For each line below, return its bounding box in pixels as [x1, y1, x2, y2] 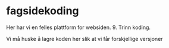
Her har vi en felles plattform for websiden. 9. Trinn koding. [6, 24, 151, 31]
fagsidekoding [6, 4, 79, 18]
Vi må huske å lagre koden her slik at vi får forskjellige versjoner [6, 35, 163, 42]
